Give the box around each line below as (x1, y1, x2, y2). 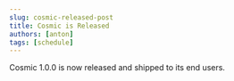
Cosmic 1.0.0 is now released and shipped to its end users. (9, 62, 226, 73)
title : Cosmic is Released (9, 21, 110, 30)
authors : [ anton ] (9, 29, 74, 38)
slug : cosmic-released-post (9, 12, 114, 22)
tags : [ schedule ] (9, 37, 74, 47)
